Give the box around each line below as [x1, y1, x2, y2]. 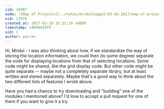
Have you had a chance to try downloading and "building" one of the [5, 88, 143, 94]
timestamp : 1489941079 [5, 25, 51, 30]
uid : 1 [5, 30, 19, 35]
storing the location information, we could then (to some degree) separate [5, 53, 154, 58]
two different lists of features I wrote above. [5, 78, 93, 84]
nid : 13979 [5, 16, 27, 21]
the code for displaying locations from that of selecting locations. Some [5, 58, 149, 64]
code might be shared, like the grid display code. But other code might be [5, 63, 153, 69]
